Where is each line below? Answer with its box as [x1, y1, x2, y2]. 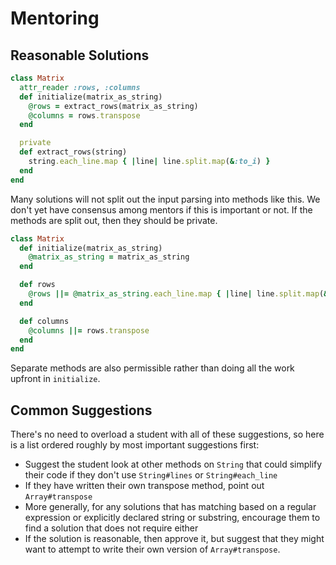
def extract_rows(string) [19, 147, 128, 157]
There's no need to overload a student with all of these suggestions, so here [10, 428, 325, 441]
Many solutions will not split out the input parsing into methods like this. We [10, 193, 321, 205]
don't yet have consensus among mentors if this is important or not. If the [10, 203, 313, 216]
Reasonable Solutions [10, 47, 150, 64]
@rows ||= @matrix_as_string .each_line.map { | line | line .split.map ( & [28, 289, 329, 299]
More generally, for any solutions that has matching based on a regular [24, 501, 317, 513]
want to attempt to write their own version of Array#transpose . [24, 543, 281, 556]
